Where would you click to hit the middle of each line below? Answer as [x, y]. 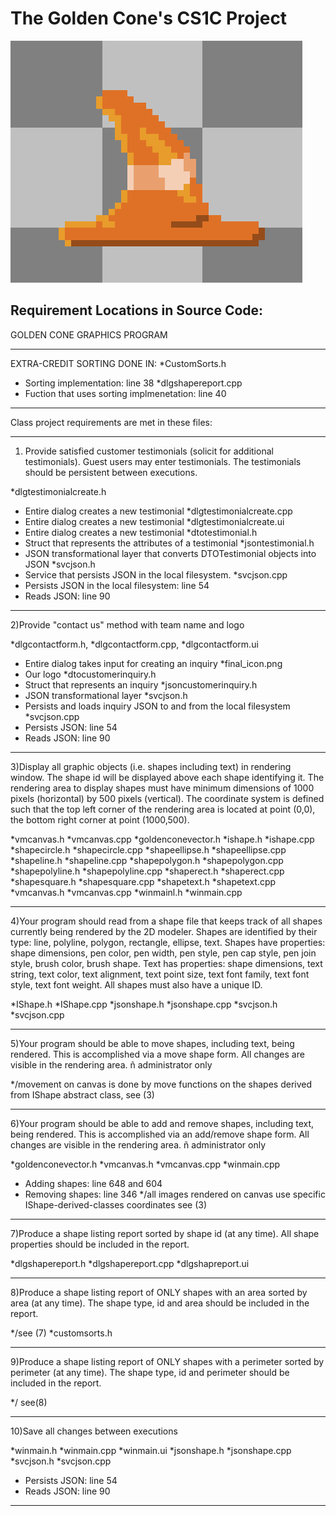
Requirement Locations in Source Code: [137, 310]
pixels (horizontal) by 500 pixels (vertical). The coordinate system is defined [167, 798]
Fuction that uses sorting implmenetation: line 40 [125, 393]
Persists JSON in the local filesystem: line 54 [117, 585]
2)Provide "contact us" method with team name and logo [127, 624]
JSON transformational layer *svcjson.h [106, 695]
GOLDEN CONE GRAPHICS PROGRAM [89, 334]
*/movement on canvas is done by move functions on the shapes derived [161, 1084]
